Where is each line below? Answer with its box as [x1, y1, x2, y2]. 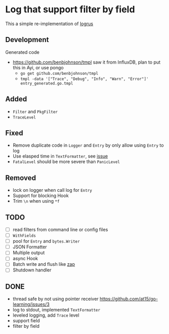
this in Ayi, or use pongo [12, 64, 64, 70]
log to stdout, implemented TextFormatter [12, 307, 101, 313]
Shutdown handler [12, 267, 52, 273]
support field [12, 318, 40, 324]
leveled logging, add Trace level [12, 312, 80, 319]
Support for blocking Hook [12, 192, 69, 199]
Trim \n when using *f [12, 198, 60, 204]
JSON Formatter [12, 244, 47, 250]
